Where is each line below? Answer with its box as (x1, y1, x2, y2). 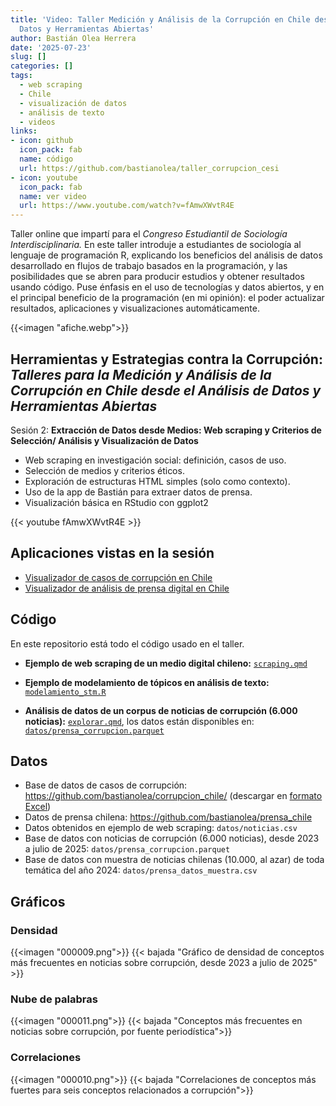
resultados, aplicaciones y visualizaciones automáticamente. (10, 302, 260, 315)
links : (10, 126, 38, 136)
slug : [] (10, 52, 47, 62)
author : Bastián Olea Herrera (10, 33, 137, 43)
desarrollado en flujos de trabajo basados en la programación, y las (10, 260, 288, 272)
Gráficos (10, 893, 66, 910)
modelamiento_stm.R (24, 687, 107, 697)
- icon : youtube (10, 172, 78, 183)
